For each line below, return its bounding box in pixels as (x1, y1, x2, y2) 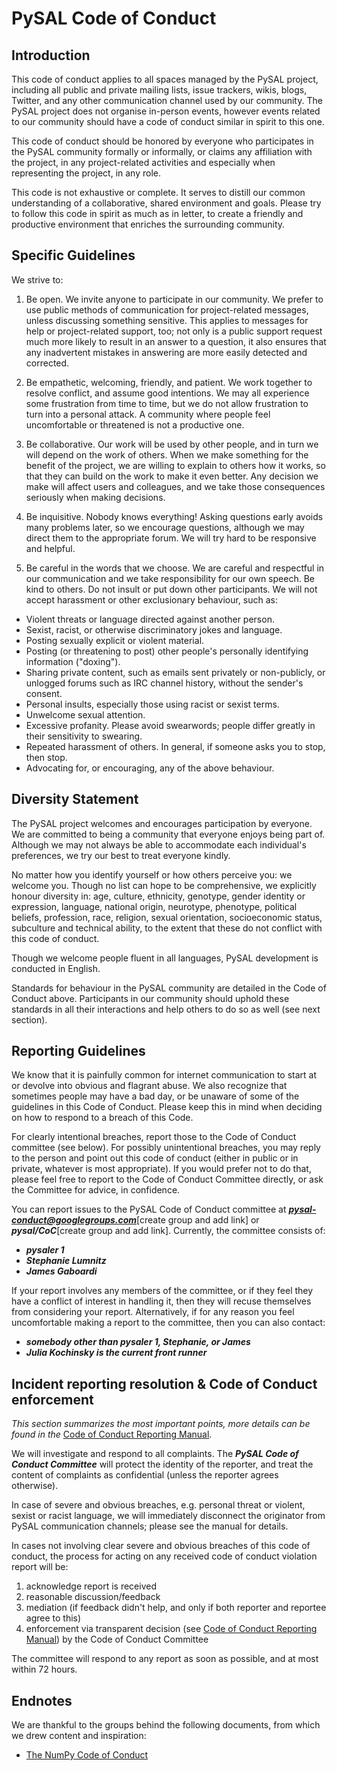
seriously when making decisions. (25, 491, 166, 503)
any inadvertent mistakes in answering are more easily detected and (25, 346, 308, 358)
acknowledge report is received (25, 1580, 157, 1592)
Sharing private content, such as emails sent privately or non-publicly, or (25, 666, 326, 678)
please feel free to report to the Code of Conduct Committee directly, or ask (11, 1173, 324, 1186)
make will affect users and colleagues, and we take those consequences (25, 480, 326, 492)
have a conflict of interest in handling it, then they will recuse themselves (11, 1295, 312, 1307)
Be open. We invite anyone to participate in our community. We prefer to (25, 293, 324, 305)
